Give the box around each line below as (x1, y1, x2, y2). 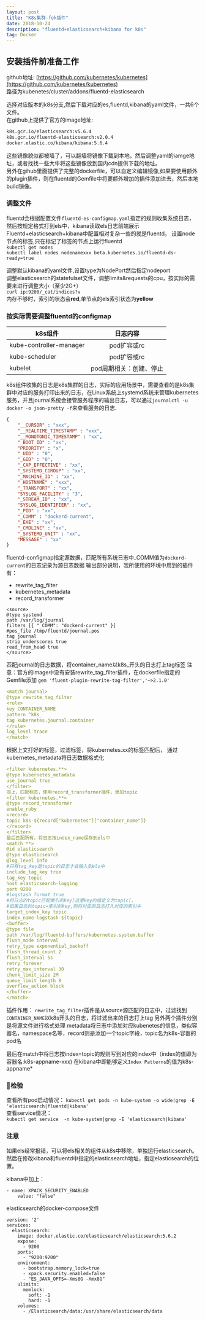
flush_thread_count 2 (6, 949, 62, 955)
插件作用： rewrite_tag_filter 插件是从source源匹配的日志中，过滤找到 (6, 1007, 188, 1014)
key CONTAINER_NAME (6, 706, 56, 712)
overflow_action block (6, 983, 64, 990)
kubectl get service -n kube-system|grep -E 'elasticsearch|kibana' (6, 1116, 188, 1123)
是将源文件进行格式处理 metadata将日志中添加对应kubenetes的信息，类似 (6, 1022, 192, 1029)
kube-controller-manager (9, 341, 85, 350)
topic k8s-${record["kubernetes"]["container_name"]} (6, 818, 147, 824)
